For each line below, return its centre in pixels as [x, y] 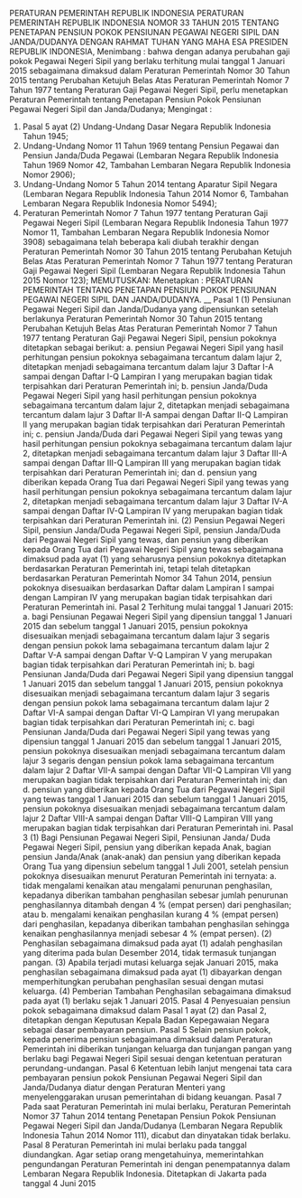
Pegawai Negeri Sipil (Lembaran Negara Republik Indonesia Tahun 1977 [156, 222]
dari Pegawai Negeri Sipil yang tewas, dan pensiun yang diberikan [145, 540]
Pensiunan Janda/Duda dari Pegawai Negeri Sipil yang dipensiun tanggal [158, 674]
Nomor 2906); [49, 175]
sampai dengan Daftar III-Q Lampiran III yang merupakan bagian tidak [151, 463]
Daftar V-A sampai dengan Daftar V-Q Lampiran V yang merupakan [147, 655]
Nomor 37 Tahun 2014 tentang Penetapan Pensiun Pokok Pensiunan [149, 1116]
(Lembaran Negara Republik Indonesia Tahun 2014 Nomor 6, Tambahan [155, 194]
